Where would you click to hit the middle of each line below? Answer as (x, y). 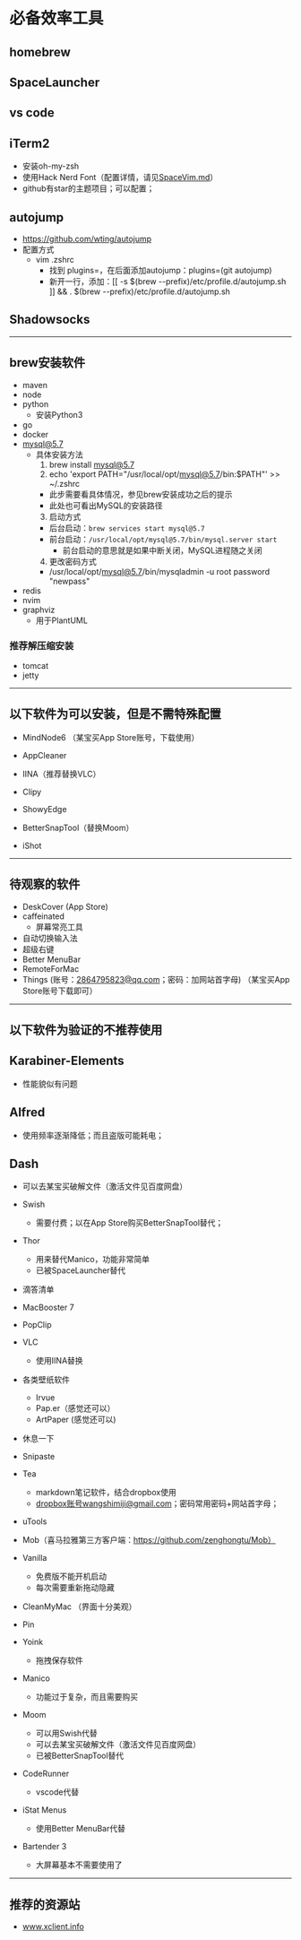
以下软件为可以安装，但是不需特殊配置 (115, 714)
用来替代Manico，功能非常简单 (93, 1260)
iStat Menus (44, 1810)
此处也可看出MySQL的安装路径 (106, 505)
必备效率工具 (57, 18)
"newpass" (69, 581)
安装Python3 (59, 414)
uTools (34, 1521)
